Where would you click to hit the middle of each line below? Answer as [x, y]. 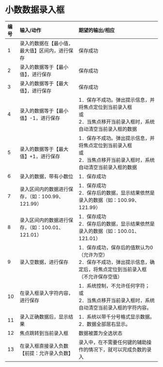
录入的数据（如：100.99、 [109, 200]
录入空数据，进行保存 [44, 262]
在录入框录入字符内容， [47, 293]
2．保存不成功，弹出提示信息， [114, 262]
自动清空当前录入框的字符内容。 [115, 308]
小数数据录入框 [35, 10]
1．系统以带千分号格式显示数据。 [117, 316]
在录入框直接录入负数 [44, 346]
